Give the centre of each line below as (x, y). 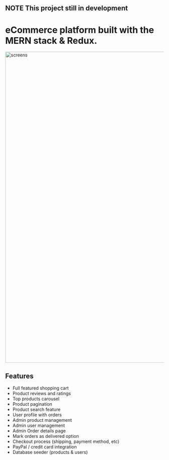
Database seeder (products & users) (50, 452)
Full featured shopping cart (40, 388)
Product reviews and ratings (42, 394)
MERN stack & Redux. (51, 40)
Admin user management (39, 426)
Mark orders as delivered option (46, 436)
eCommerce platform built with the (80, 30)
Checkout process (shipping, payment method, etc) (66, 441)
